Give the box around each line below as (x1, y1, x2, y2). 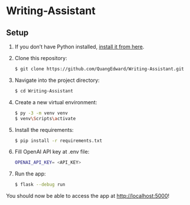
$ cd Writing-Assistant (14, 88, 74, 94)
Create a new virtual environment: (14, 98, 97, 105)
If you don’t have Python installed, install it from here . (14, 43, 145, 50)
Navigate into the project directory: (14, 77, 100, 84)
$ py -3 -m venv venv (14, 110, 68, 116)
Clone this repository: (14, 55, 67, 61)
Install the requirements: (14, 126, 74, 133)
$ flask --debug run (14, 181, 65, 188)
